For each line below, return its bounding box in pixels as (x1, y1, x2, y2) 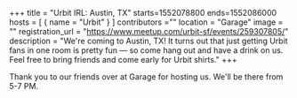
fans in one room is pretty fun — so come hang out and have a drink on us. (9, 45, 284, 56)
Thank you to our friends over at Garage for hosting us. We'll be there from (9, 72, 284, 82)
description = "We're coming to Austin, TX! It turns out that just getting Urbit (9, 35, 288, 46)
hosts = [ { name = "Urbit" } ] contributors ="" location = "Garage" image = (9, 17, 284, 27)
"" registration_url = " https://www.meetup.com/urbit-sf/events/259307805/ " (9, 26, 289, 36)
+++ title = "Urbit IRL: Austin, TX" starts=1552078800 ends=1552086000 (9, 8, 277, 18)
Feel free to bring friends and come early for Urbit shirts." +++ (9, 55, 237, 64)
